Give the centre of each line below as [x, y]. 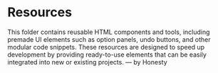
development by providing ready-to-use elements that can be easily [107, 55]
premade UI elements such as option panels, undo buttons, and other [109, 39]
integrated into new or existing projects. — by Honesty [87, 62]
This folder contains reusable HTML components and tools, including [109, 32]
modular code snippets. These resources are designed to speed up [106, 47]
